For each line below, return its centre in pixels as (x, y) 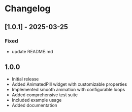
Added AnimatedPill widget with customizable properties (69, 84)
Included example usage (37, 100)
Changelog (28, 9)
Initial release (25, 79)
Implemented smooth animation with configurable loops (68, 89)
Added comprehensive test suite (45, 95)
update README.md (32, 51)
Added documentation (34, 105)
